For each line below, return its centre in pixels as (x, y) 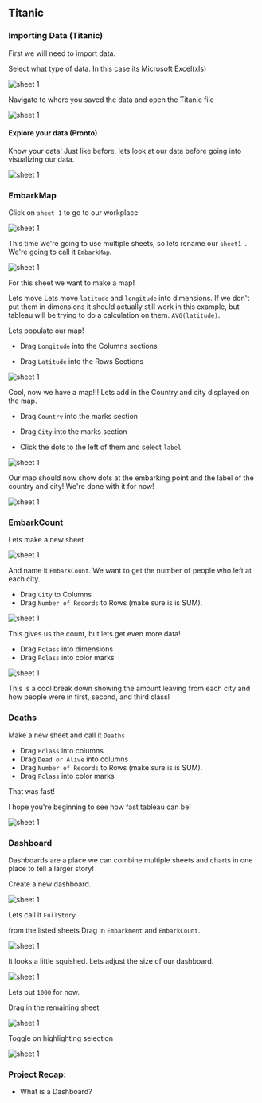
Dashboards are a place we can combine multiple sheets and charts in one (131, 860)
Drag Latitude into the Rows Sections (82, 362)
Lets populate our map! (47, 331)
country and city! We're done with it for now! (82, 487)
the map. (23, 401)
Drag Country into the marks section (78, 417)
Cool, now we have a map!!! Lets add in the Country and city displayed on (129, 393)
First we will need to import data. (62, 53)
